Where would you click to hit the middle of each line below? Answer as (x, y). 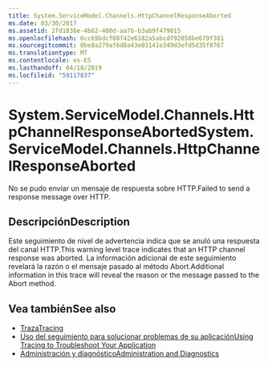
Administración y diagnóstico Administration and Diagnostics (119, 354)
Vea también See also (62, 309)
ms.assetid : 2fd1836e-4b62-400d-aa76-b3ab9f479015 (95, 30)
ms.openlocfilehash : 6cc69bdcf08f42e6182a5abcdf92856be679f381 (116, 38)
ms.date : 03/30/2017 (43, 23)
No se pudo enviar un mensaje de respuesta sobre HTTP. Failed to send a (129, 188)
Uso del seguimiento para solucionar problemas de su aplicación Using (137, 336)
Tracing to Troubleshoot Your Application (88, 345)
